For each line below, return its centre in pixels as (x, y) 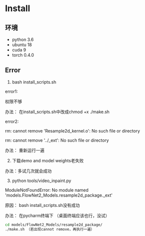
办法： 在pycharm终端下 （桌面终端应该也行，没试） (57, 215)
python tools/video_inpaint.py (42, 181)
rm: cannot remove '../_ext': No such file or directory (57, 140)
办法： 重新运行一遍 (25, 150)
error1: (12, 91)
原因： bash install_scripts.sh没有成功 (43, 205)
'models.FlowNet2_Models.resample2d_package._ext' (59, 195)
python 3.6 (23, 40)
